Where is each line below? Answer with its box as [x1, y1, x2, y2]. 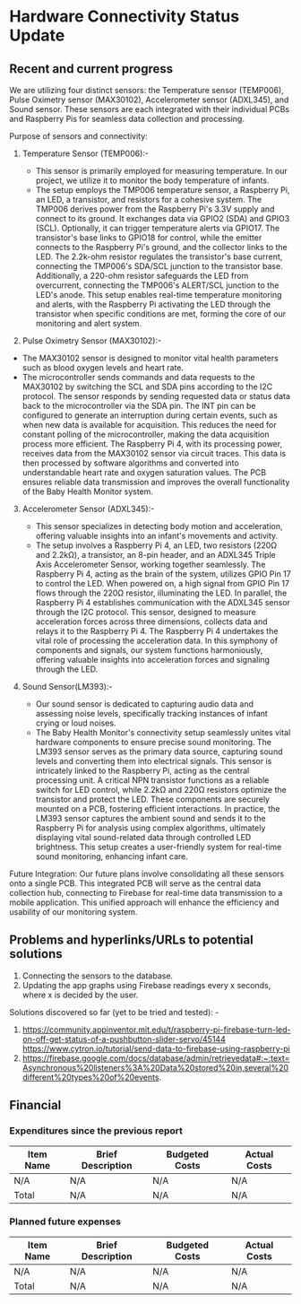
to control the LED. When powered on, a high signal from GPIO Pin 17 [35, 578, 289, 588]
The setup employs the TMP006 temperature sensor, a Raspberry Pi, [35, 185, 290, 195]
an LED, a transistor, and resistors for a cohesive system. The [35, 195, 262, 204]
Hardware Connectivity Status [9, 6, 240, 27]
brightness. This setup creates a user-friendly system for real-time [35, 841, 282, 852]
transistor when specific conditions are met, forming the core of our [35, 309, 287, 319]
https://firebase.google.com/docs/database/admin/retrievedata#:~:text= [21, 1052, 290, 1064]
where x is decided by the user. [21, 989, 139, 1000]
